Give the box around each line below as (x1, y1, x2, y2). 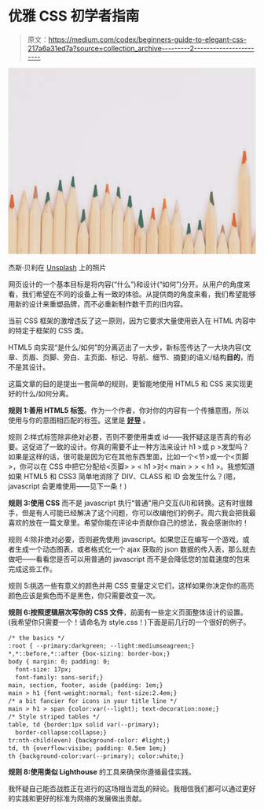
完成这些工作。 (8, 564, 57, 574)
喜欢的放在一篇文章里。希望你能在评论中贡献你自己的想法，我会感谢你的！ (8, 518, 249, 527)
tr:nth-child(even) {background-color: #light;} (8, 736, 170, 745)
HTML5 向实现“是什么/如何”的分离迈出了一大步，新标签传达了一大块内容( (8, 342, 245, 351)
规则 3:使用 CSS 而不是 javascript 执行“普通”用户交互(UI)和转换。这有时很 (8, 498, 246, 507)
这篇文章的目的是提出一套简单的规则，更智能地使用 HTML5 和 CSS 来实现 (8, 379, 247, 388)
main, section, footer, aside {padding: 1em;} (8, 681, 163, 689)
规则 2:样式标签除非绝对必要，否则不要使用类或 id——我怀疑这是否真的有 (8, 432, 245, 441)
